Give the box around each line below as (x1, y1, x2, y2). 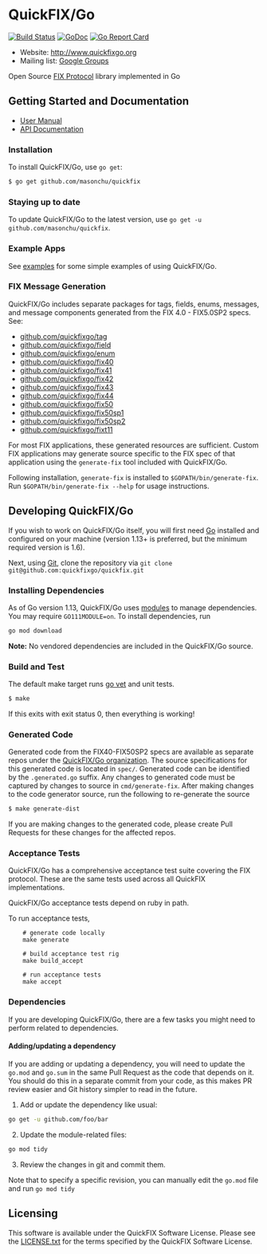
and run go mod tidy (8, 1183, 76, 1193)
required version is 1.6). (8, 542, 85, 552)
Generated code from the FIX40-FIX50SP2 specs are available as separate (8, 747, 254, 757)
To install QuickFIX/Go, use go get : (8, 162, 123, 172)
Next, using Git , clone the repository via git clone (8, 558, 173, 567)
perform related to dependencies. (8, 1023, 120, 1032)
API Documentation (19, 124, 84, 133)
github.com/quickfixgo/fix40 (19, 357, 114, 366)
